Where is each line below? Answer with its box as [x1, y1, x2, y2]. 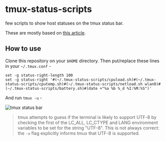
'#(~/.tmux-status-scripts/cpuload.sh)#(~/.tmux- [50, 77, 156, 82]
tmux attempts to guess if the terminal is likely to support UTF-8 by [17, 114, 157, 120]
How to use [5, 44, 41, 53]
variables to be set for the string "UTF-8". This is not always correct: [17, 124, 159, 131]
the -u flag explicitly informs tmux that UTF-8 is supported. [17, 130, 140, 136]
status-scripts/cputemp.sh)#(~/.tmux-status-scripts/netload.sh [5, 81, 143, 86]
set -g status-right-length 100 [5, 73, 73, 78]
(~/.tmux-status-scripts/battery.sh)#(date [5, 86, 98, 91]
